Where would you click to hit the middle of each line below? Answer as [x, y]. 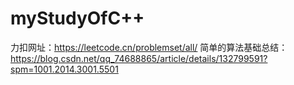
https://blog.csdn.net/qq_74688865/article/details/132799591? [139, 58]
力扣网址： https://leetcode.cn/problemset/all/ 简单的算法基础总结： [149, 47]
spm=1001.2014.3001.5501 [64, 69]
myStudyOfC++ [77, 18]
